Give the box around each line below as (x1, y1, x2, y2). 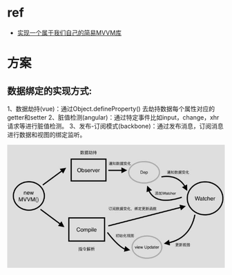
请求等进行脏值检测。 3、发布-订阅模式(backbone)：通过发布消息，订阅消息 (7, 122, 224, 130)
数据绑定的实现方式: (7, 85, 93, 97)
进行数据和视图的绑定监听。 (7, 130, 86, 139)
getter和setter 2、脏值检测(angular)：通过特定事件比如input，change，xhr (7, 113, 220, 122)
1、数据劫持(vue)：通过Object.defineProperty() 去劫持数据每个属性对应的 (7, 104, 215, 113)
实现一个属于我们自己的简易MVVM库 (17, 28, 122, 37)
